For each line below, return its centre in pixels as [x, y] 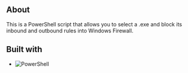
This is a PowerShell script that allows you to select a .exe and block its [94, 24]
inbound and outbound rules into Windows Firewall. [70, 31]
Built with [24, 49]
